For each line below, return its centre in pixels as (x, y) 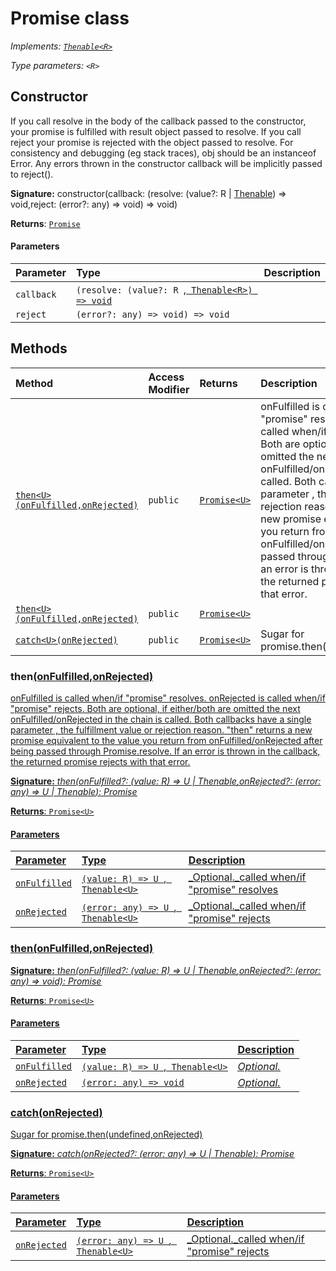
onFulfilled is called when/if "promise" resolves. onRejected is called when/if (168, 698)
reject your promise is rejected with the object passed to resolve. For (152, 142)
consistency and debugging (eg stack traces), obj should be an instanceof (163, 153)
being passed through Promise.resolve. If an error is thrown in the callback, (165, 751)
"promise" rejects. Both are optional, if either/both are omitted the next (155, 709)
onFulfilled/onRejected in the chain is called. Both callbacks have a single (161, 719)
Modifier (169, 389)
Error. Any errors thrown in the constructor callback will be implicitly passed (166, 163)
